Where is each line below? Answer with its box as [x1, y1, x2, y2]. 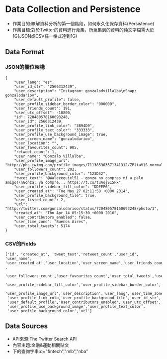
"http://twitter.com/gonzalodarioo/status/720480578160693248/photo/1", [5, 206, 159, 211]
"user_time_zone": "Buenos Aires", [14, 219, 88, 224]
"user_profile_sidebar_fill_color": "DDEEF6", [14, 184, 112, 189]
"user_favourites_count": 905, [14, 145, 79, 150]
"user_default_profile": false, [14, 97, 81, 102]
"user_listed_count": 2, [14, 197, 66, 202]
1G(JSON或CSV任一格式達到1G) [12, 33, 78, 39]
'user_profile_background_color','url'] [7, 308, 92, 313]
